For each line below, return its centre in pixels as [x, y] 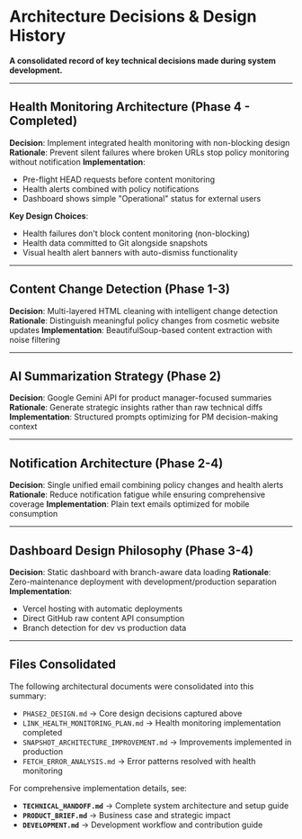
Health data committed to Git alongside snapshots [115, 243]
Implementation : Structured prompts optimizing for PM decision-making [144, 417]
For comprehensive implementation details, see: [98, 788]
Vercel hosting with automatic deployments [102, 609]
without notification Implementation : [77, 162]
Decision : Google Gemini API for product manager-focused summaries [141, 398]
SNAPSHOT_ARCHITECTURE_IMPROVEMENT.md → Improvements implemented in [157, 742]
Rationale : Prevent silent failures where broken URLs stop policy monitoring [149, 152]
